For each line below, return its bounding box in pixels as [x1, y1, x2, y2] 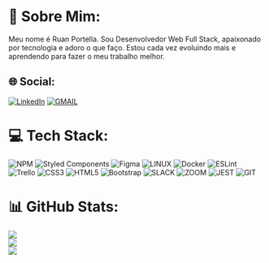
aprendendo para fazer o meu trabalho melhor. [8, 51, 165, 61]
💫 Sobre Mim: [8, 7, 101, 26]
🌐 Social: [8, 75, 55, 88]
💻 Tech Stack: [8, 126, 109, 144]
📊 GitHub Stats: [8, 197, 119, 216]
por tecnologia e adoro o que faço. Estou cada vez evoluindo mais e [8, 42, 236, 52]
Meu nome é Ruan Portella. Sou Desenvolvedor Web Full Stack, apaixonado [8, 34, 262, 44]
